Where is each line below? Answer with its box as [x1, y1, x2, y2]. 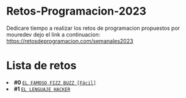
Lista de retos [6, 59, 77, 72]
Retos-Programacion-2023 [6, 4, 146, 18]
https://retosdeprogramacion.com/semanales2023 [6, 37, 134, 44]
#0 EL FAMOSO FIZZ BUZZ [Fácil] [14, 79, 96, 86]
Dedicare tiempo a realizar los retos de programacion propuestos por [6, 24, 181, 32]
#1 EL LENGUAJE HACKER [14, 85, 71, 93]
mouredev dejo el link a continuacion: [6, 30, 101, 38]
